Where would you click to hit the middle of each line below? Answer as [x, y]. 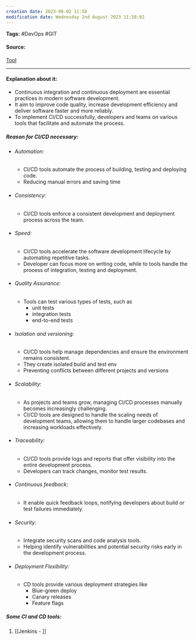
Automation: [29, 151]
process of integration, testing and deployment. [80, 270]
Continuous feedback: [41, 485]
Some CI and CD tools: [34, 617]
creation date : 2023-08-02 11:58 [47, 11]
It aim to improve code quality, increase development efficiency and [96, 104]
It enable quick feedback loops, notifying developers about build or [104, 502]
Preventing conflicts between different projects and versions [96, 370]
